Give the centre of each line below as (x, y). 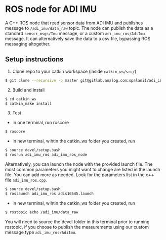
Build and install (28, 90)
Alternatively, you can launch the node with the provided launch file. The (79, 164)
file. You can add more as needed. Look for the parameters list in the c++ (80, 175)
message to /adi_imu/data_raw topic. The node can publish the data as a (79, 28)
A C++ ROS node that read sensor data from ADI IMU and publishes (74, 23)
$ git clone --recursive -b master (42, 80)
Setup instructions (34, 60)
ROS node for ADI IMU (51, 9)
